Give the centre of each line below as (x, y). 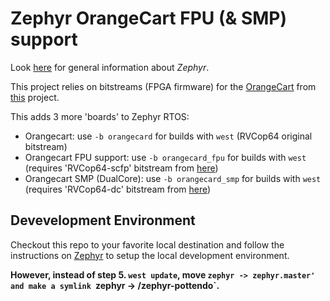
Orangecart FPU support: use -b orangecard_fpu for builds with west (165, 157)
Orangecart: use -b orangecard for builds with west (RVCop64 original (168, 136)
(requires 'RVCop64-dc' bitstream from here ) (118, 189)
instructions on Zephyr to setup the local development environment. (150, 255)
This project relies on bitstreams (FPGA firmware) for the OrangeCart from (163, 86)
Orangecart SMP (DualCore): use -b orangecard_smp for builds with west (173, 178)
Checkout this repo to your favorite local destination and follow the (147, 244)
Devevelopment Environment (103, 220)
